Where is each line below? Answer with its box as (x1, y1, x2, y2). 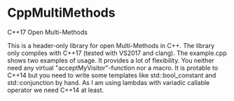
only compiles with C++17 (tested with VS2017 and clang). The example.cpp (7, 49, 227, 57)
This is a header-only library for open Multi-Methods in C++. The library (7, 41, 215, 49)
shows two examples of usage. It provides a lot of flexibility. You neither (7, 56, 215, 64)
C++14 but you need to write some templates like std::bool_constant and (7, 71, 216, 79)
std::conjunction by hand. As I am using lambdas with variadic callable (7, 78, 210, 86)
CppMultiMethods (7, 5, 116, 21)
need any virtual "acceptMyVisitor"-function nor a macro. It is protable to (7, 63, 219, 72)
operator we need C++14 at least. (7, 86, 104, 94)
